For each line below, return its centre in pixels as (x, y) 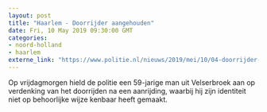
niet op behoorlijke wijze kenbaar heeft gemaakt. (88, 99)
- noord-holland (35, 45)
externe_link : (32, 60)
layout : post (30, 15)
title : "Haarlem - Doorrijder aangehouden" (81, 23)
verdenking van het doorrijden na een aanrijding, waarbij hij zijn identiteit (127, 91)
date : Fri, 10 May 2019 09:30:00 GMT (71, 30)
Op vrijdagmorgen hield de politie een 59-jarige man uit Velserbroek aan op (132, 82)
